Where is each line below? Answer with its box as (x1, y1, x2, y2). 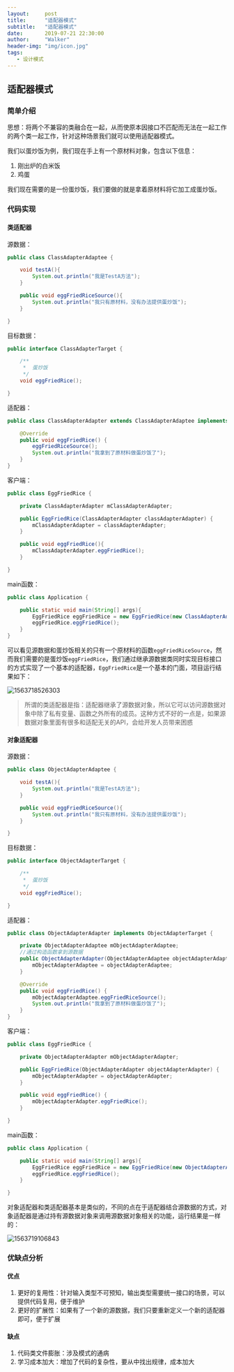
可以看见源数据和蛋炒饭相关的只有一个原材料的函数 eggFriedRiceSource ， (7, 646, 216, 654)
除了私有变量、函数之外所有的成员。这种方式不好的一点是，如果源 (36, 709, 226, 718)
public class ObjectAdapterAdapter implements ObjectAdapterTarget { (7, 930, 214, 937)
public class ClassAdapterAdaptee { (7, 254, 114, 261)
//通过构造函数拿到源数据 (19, 948, 84, 956)
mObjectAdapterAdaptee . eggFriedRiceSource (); (32, 994, 167, 1001)
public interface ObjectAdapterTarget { (7, 858, 127, 865)
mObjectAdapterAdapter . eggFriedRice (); (32, 1098, 148, 1105)
